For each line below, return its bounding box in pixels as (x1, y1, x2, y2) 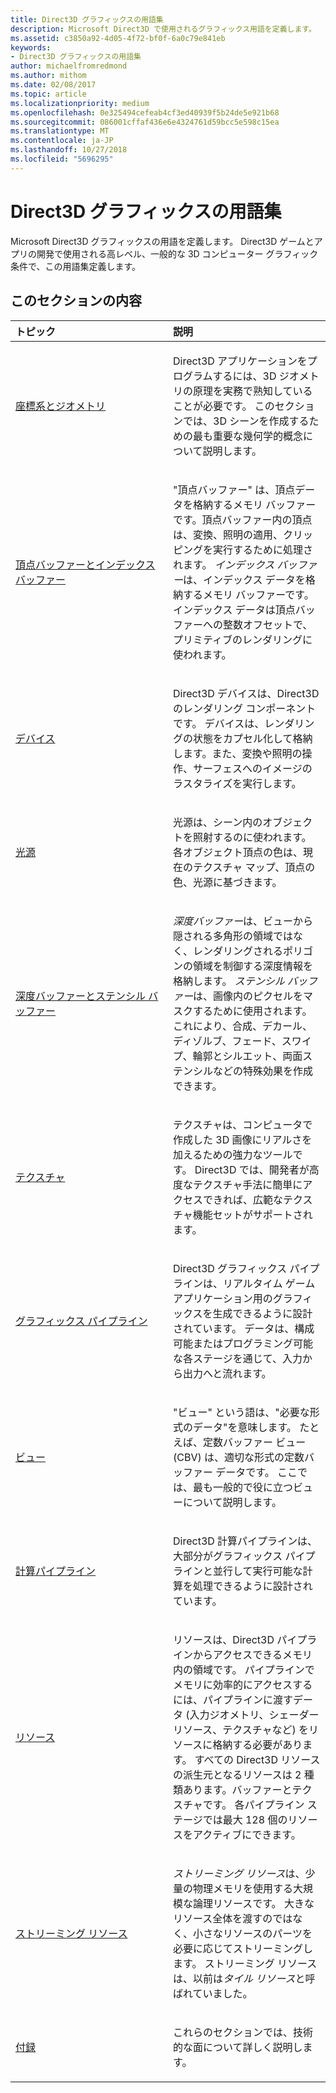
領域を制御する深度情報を (193, 959, 314, 973)
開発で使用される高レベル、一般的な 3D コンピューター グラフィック (36, 247, 319, 260)
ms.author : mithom (10, 71, 87, 81)
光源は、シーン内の (173, 815, 263, 829)
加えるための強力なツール (173, 1147, 293, 1161)
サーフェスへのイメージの (193, 761, 313, 775)
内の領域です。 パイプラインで (173, 1662, 315, 1676)
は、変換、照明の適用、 (173, 527, 284, 541)
